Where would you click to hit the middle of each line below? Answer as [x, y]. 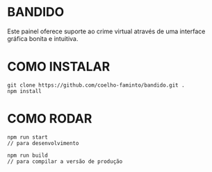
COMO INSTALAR [59, 67]
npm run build [28, 155]
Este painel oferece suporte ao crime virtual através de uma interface [106, 31]
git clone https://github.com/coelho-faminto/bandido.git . [96, 85]
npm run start [28, 137]
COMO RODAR [50, 119]
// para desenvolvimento [43, 143]
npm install [24, 91]
